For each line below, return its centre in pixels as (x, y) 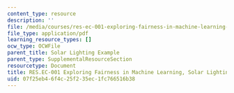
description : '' (31, 20)
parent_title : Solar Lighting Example (63, 53)
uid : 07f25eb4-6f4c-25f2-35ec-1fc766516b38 (71, 79)
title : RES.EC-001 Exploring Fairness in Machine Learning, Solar (106, 72)
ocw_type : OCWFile (34, 46)
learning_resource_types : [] (49, 40)
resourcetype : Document (42, 66)
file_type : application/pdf (48, 33)
